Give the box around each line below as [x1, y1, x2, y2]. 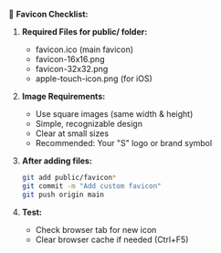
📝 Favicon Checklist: [8, 9, 89, 19]
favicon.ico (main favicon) [35, 44, 134, 55]
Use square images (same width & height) [35, 109, 194, 119]
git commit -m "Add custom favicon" [21, 181, 162, 191]
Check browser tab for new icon [35, 224, 157, 235]
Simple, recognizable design [35, 119, 143, 129]
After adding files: [21, 155, 93, 166]
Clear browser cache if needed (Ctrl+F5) [35, 234, 189, 245]
